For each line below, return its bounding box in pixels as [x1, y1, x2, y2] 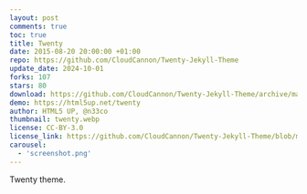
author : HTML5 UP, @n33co [9, 107, 108, 116]
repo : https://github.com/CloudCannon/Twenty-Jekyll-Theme [9, 56, 239, 65]
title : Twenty [9, 38, 64, 48]
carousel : [9, 140, 48, 149]
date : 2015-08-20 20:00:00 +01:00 [9, 47, 142, 56]
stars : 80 [9, 81, 48, 90]
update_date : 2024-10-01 [9, 65, 104, 74]
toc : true [9, 30, 48, 39]
